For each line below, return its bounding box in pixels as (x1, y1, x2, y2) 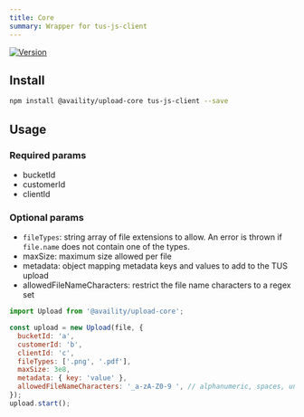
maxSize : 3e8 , (17, 365, 71, 374)
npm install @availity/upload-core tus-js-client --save (9, 97, 229, 106)
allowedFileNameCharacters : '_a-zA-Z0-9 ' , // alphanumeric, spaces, (17, 382, 285, 392)
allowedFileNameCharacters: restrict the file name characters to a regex (22, 280, 291, 290)
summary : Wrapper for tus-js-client (9, 22, 147, 31)
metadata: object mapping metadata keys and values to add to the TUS (22, 261, 288, 271)
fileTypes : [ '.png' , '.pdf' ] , (17, 356, 131, 366)
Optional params (9, 211, 84, 223)
